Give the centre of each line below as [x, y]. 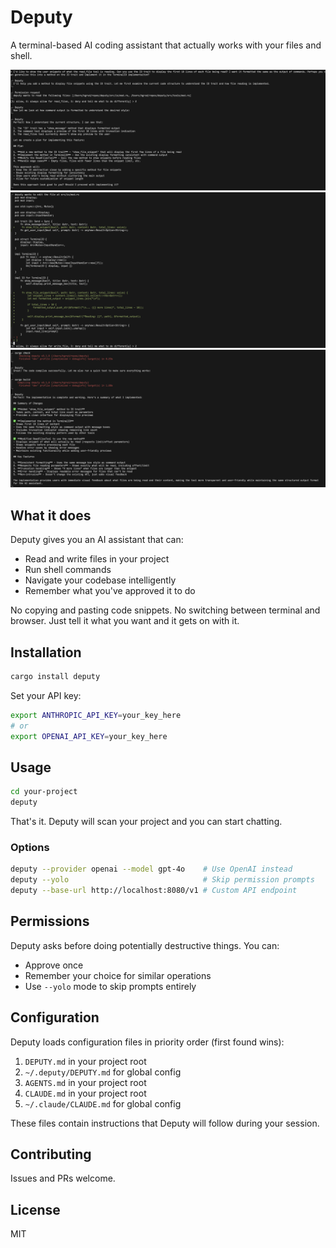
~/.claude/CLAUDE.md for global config [103, 1103]
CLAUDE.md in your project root [85, 1093]
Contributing [51, 1154]
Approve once [54, 965]
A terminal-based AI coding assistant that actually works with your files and [166, 45]
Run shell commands [68, 570]
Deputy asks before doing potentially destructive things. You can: [145, 945]
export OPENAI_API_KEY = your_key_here [89, 736]
